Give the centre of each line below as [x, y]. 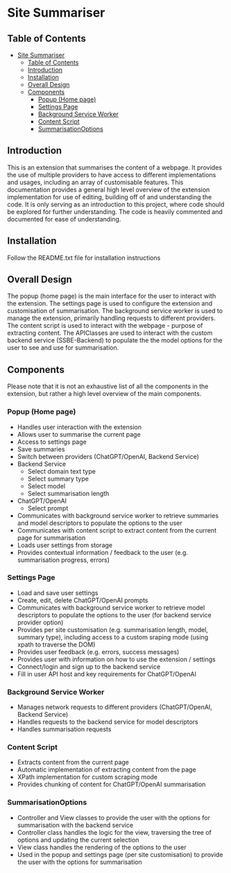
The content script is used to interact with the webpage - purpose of [105, 326]
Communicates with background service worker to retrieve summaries [118, 515]
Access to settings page [52, 442]
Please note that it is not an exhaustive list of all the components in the [108, 386]
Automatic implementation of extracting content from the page [106, 770]
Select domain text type [61, 471]
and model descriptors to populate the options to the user [100, 523]
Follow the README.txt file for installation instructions [84, 258]
